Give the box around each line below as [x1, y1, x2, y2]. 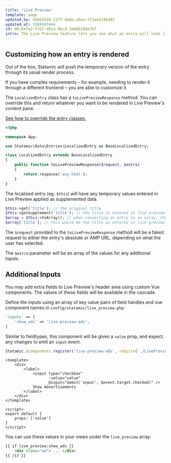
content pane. [5, 105, 35, 111]
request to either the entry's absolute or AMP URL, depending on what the [5, 235, 161, 241]
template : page [5, 12, 38, 17]
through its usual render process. [5, 69, 75, 75]
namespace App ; [5, 134, 38, 140]
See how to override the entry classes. [5, 115, 87, 121]
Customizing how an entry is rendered [5, 50, 129, 59]
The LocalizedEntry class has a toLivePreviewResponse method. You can [5, 94, 157, 100]
